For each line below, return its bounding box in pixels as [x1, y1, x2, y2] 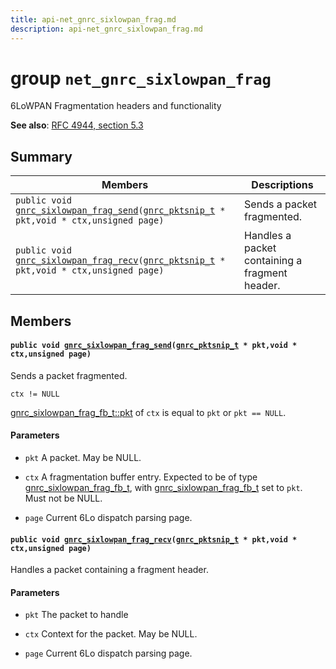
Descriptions [251, 178, 314, 192]
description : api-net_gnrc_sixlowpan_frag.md [10, 24, 203, 34]
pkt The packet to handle [24, 609, 129, 621]
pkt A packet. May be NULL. [24, 452, 142, 464]
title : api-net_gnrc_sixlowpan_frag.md [10, 14, 177, 25]
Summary [10, 148, 73, 165]
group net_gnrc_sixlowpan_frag [10, 67, 272, 90]
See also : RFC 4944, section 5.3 [10, 119, 144, 131]
